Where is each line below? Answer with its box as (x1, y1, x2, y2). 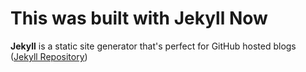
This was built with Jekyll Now (10, 7, 268, 30)
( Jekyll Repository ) (10, 50, 88, 62)
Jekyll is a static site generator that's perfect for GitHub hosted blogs (10, 40, 297, 52)
